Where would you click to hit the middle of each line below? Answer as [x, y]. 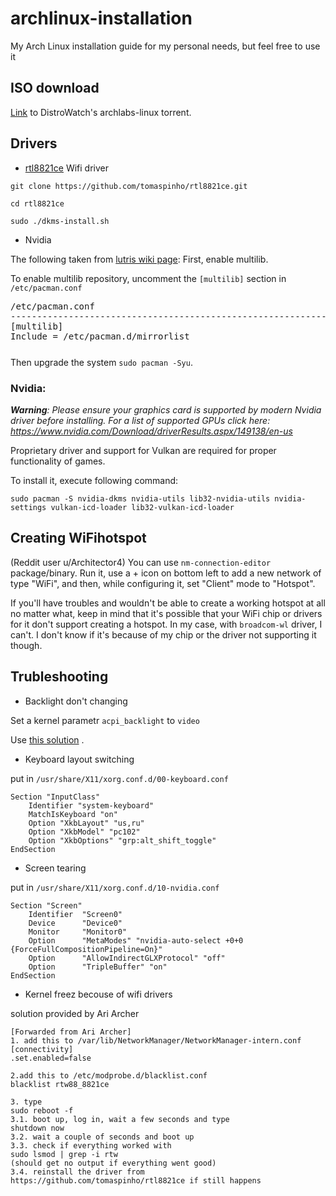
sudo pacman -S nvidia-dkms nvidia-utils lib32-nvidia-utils [140, 499]
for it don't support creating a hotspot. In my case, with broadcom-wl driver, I [166, 624]
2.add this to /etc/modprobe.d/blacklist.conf [109, 1075]
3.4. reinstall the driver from [77, 1172]
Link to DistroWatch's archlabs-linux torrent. [101, 112]
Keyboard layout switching [79, 759]
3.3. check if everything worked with [91, 1145]
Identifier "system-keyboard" [91, 805]
